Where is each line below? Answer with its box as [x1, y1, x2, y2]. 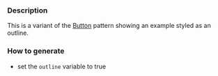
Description [7, 6, 48, 15]
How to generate [7, 46, 65, 56]
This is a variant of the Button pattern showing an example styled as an [7, 22, 211, 30]
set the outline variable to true [17, 62, 107, 70]
